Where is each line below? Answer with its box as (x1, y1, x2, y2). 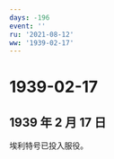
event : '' (9, 22, 47, 31)
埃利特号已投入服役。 (9, 140, 88, 151)
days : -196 (9, 13, 50, 22)
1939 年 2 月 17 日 (9, 114, 107, 130)
